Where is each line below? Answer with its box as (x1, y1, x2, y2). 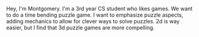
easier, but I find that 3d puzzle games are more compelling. (6, 24, 155, 31)
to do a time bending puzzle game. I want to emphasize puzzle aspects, (6, 11, 184, 18)
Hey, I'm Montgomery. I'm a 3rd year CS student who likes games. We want (6, 5, 193, 12)
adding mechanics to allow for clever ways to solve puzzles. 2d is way (6, 18, 180, 24)
